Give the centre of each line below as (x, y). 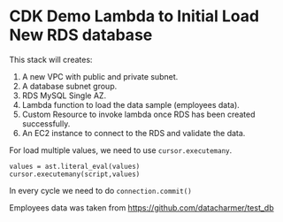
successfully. (46, 123)
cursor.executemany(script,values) (75, 174)
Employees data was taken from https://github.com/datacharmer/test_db (141, 207)
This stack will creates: (51, 59)
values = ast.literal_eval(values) (75, 166)
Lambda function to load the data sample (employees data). (131, 104)
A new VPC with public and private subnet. (100, 76)
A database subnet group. (69, 86)
